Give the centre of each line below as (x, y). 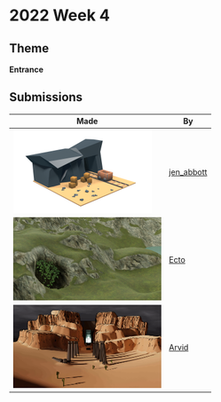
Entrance (27, 69)
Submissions (46, 97)
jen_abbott (188, 172)
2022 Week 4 (60, 16)
